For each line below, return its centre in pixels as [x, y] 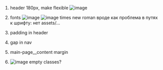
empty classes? [46, 62]
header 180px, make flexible [39, 8]
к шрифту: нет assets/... [35, 23]
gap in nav [21, 42]
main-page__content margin [39, 52]
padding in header [29, 32]
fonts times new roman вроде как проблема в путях [84, 17]
